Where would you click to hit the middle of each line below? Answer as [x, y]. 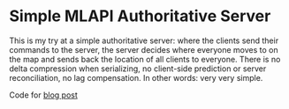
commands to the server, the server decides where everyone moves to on [144, 49]
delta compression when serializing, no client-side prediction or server [138, 69]
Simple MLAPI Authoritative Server [140, 16]
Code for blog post [43, 95]
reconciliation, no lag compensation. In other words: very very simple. [136, 77]
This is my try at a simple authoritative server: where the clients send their [144, 40]
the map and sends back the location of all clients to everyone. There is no [145, 59]
